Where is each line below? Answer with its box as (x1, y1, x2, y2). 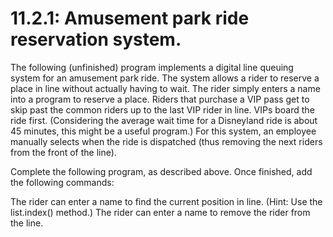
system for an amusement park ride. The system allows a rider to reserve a (10, 72, 320, 84)
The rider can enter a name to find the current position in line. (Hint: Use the (10, 195, 323, 207)
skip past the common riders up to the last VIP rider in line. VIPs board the (10, 103, 315, 116)
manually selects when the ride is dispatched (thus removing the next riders (10, 135, 323, 147)
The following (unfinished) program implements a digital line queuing (10, 61, 294, 73)
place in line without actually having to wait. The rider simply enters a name (10, 82, 321, 94)
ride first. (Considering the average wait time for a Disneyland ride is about (10, 114, 318, 126)
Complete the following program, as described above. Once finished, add (10, 165, 313, 177)
